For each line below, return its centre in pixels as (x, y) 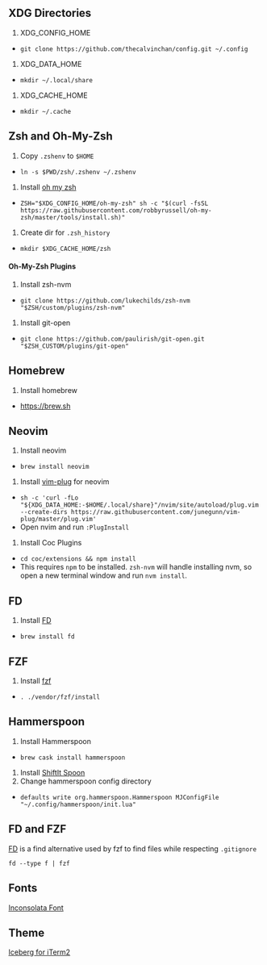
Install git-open (45, 323)
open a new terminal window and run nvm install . (104, 575)
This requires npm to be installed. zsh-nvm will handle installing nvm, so (136, 567)
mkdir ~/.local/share (56, 80)
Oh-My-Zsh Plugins (42, 266)
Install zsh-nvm (46, 284)
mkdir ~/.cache (46, 111)
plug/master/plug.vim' (58, 520)
